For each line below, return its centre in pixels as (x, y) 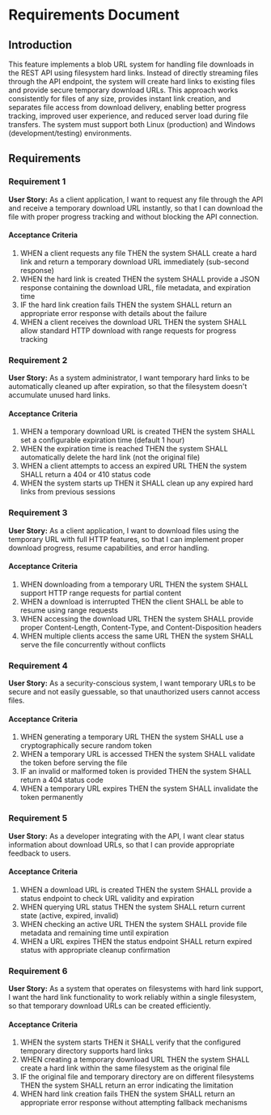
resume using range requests (69, 610)
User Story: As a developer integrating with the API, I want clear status (127, 835)
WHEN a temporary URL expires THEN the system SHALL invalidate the (139, 788)
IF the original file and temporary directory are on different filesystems (137, 1077)
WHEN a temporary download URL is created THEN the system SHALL (138, 432)
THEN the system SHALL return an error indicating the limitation (127, 1085)
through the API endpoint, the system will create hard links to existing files (132, 81)
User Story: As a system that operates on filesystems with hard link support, (136, 989)
